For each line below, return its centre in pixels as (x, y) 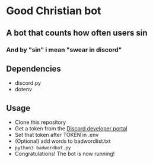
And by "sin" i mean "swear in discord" (64, 50)
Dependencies (34, 68)
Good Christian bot (54, 11)
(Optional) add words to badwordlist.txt (63, 141)
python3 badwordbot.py (43, 148)
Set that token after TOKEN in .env (57, 135)
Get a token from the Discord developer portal (71, 129)
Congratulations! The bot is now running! (65, 154)
